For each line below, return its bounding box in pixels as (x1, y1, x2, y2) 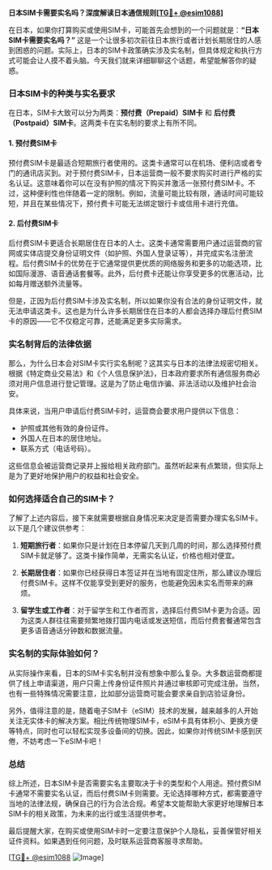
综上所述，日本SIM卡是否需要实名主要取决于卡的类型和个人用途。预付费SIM (8, 778, 261, 788)
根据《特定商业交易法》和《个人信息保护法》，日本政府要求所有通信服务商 (8, 368, 253, 378)
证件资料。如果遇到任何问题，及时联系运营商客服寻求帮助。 (8, 836, 207, 846)
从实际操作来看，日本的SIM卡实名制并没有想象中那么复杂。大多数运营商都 (8, 668, 256, 678)
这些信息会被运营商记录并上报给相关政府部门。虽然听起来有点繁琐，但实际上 (8, 461, 264, 470)
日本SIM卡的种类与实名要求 (8, 88, 116, 99)
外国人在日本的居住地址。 (19, 433, 106, 443)
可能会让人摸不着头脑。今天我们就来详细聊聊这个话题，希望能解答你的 (15, 56, 249, 65)
